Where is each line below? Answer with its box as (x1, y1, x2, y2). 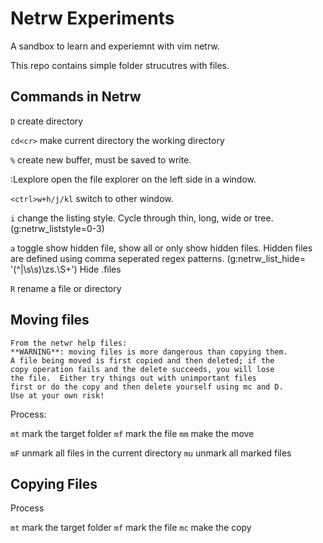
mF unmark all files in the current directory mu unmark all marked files (10, 447, 292, 459)
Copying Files (10, 475, 98, 492)
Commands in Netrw (10, 88, 142, 106)
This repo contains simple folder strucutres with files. (10, 59, 230, 71)
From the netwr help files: (10, 338, 128, 348)
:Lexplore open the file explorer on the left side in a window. (10, 173, 257, 185)
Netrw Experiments (10, 7, 175, 30)
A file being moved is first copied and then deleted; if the (10, 355, 275, 366)
